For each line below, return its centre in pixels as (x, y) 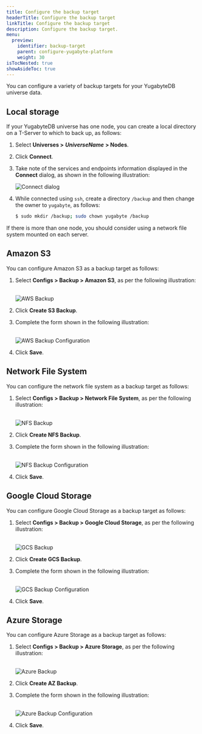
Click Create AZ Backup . (46, 683)
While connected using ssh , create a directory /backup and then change (105, 198)
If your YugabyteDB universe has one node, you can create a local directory (101, 126)
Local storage (33, 111)
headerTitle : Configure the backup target (61, 18)
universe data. (24, 93)
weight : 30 (31, 57)
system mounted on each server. (47, 234)
